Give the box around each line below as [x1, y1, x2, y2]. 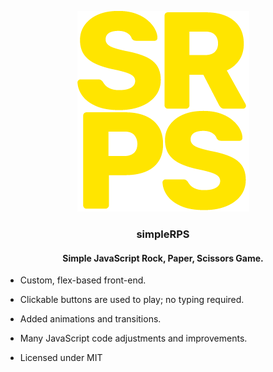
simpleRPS [136, 227, 190, 241]
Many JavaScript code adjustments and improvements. [19, 332, 248, 345]
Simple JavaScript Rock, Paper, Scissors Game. [62, 252, 264, 264]
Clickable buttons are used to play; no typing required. [19, 294, 245, 306]
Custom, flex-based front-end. [19, 274, 147, 286]
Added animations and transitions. [19, 313, 162, 325]
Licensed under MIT [19, 352, 103, 364]
